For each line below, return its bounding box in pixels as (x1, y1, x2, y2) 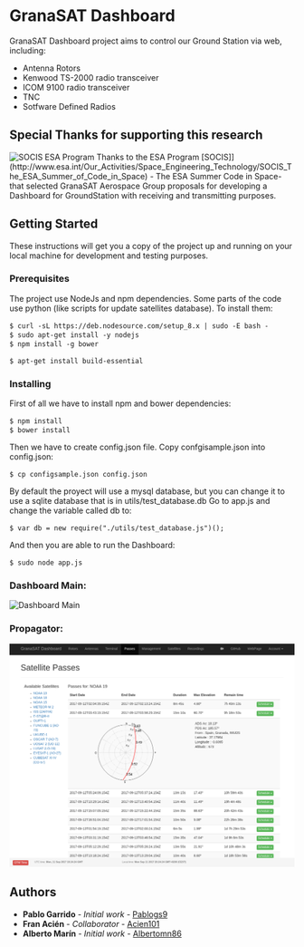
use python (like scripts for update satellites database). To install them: (9, 303, 273, 314)
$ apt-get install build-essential (9, 356, 144, 365)
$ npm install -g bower (9, 339, 100, 349)
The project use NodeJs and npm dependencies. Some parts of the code (9, 293, 282, 304)
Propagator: (9, 623, 63, 635)
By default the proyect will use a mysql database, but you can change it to (9, 486, 285, 497)
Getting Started (9, 217, 99, 232)
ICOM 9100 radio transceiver (22, 82, 130, 92)
